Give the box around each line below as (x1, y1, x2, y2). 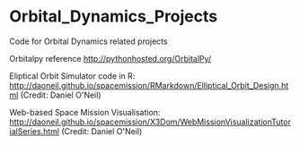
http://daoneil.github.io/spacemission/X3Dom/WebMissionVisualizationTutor (9, 116, 292, 127)
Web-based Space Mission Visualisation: (9, 107, 161, 117)
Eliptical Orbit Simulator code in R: (9, 70, 136, 81)
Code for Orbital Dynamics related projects (9, 36, 168, 47)
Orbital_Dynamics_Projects (9, 6, 218, 27)
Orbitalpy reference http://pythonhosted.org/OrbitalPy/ (9, 53, 212, 64)
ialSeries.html (9, 125, 60, 136)
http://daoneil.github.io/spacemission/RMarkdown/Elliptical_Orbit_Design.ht (9, 80, 289, 90)
